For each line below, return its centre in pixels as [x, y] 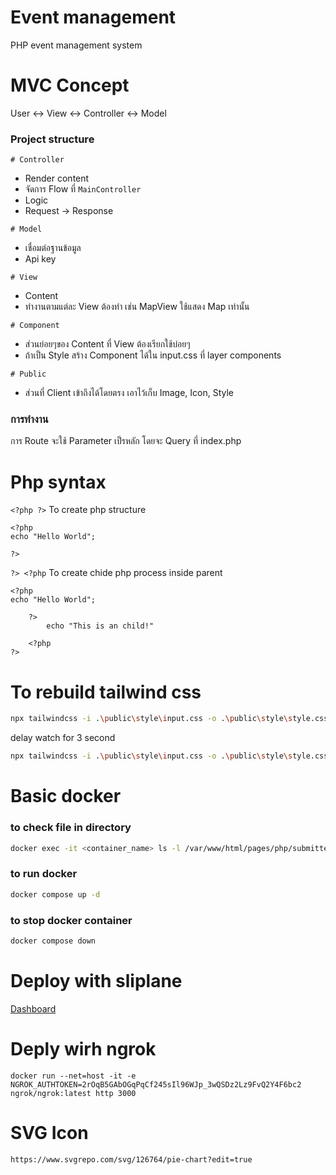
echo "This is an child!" [100, 626]
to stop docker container [71, 920]
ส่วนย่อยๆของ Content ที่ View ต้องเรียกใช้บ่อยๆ [107, 344]
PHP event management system [76, 45]
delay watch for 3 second [63, 738]
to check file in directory [71, 828]
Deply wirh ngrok [83, 1048]
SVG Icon [49, 1132]
